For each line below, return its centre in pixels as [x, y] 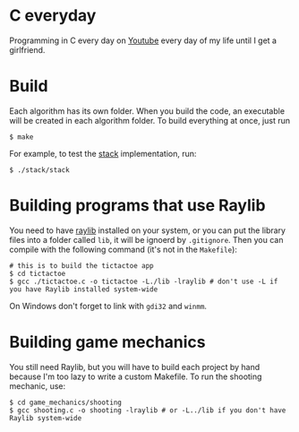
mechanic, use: [38, 385]
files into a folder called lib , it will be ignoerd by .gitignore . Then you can [146, 239]
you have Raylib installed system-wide [84, 289]
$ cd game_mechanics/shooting [66, 402]
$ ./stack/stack [39, 170]
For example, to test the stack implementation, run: [103, 153]
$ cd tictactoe [38, 273]
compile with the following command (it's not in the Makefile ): [123, 249]
